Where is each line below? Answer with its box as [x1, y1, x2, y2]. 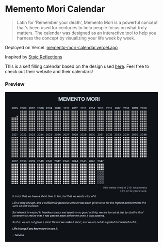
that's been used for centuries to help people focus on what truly [16, 24, 147, 30]
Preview [5, 80, 25, 87]
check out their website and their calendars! [5, 68, 93, 74]
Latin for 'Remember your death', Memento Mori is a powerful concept [16, 19, 158, 25]
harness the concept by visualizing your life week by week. [16, 35, 135, 41]
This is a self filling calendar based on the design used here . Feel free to [5, 63, 149, 69]
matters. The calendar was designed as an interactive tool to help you [16, 30, 157, 36]
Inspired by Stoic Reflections [5, 54, 63, 59]
